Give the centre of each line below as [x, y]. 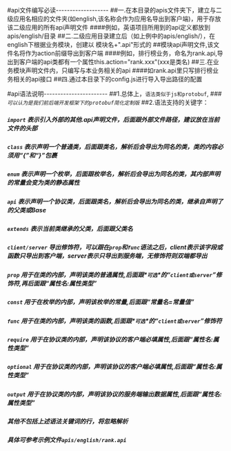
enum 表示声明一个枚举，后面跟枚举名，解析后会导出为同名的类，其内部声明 [114, 174]
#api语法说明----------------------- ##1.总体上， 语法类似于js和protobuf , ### [114, 94]
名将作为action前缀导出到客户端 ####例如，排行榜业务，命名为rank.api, [115, 53]
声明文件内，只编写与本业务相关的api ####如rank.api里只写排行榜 [119, 70]
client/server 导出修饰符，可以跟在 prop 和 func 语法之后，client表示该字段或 [115, 248]
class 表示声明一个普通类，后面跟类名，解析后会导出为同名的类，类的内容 [112, 146]
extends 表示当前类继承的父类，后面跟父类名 [70, 229]
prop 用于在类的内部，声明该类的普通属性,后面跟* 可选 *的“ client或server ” [112, 274]
